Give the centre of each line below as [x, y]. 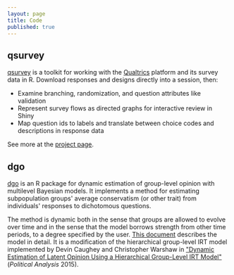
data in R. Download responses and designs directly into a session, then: [113, 80]
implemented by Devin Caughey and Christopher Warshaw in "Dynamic [111, 249]
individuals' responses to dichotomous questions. [79, 206]
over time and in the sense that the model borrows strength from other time [117, 227]
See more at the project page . [50, 144]
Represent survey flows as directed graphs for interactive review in [115, 108]
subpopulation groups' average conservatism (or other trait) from [102, 198]
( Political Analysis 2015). [43, 264]
